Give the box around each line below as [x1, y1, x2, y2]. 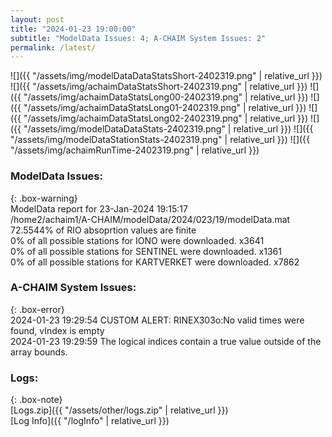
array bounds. [10, 346, 68, 358]
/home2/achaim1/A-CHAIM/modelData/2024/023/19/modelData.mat [10, 213, 291, 225]
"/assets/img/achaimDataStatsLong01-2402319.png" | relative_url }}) [23, 102, 307, 114]
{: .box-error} [10, 303, 65, 315]
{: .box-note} [10, 394, 63, 406]
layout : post [10, 14, 65, 25]
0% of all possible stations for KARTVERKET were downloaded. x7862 [10, 256, 300, 268]
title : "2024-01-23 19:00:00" [10, 24, 137, 34]
